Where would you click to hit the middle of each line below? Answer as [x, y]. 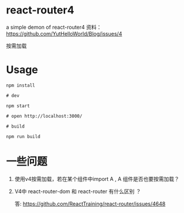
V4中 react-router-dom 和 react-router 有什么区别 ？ [78, 191]
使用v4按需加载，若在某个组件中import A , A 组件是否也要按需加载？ [97, 178]
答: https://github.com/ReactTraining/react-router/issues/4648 [90, 204]
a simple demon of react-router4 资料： [54, 27]
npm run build [23, 136]
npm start [18, 106]
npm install [21, 85]
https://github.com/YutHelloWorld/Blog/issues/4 [64, 33]
